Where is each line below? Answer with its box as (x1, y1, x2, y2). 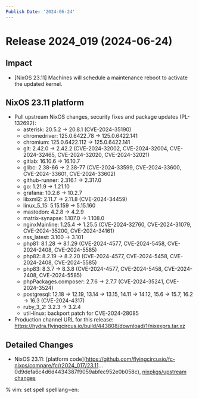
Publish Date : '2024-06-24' (5, 8, 76, 15)
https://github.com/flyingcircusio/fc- (85, 355, 176, 363)
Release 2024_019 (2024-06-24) (5, 34, 173, 48)
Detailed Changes (5, 339, 74, 349)
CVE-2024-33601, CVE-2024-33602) (23, 171, 116, 178)
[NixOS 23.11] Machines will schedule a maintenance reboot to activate (14, 74, 188, 81)
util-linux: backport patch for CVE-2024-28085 (23, 310, 139, 317)
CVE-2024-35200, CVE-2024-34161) (23, 227, 114, 234)
